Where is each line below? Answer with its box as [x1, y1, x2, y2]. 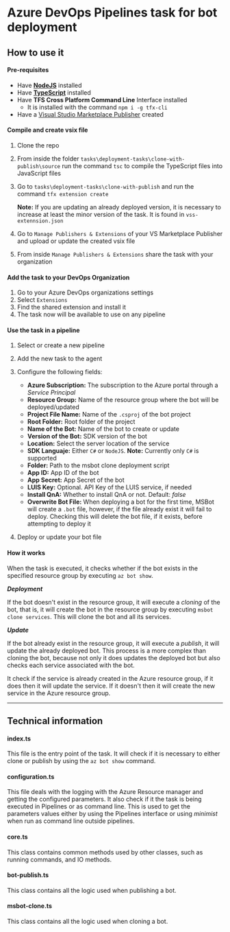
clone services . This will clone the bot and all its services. [7, 612, 171, 620]
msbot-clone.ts [7, 902, 53, 910]
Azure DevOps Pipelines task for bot [7, 5, 218, 21]
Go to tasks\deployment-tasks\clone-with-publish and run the [16, 182, 194, 190]
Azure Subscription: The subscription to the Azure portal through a [27, 381, 218, 389]
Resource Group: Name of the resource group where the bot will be [27, 396, 219, 404]
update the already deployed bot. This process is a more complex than [7, 646, 207, 655]
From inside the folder [16, 154, 79, 163]
